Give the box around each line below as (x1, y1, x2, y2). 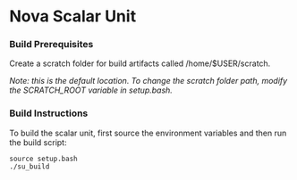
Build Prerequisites (9, 38, 94, 51)
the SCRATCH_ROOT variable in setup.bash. (9, 85, 173, 95)
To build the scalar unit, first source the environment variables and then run (9, 127, 287, 138)
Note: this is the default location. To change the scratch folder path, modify (9, 76, 288, 86)
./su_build (9, 162, 50, 171)
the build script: (9, 136, 67, 148)
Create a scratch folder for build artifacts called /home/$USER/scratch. (9, 58, 271, 69)
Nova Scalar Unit (9, 6, 137, 27)
